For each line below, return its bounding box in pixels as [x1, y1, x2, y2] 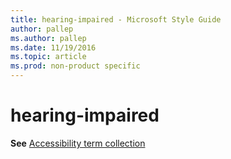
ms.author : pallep [10, 33, 87, 43]
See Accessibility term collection [10, 137, 146, 149]
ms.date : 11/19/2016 [10, 42, 97, 53]
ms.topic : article [10, 52, 87, 62]
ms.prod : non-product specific [10, 61, 141, 71]
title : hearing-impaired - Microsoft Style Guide [10, 14, 222, 25]
